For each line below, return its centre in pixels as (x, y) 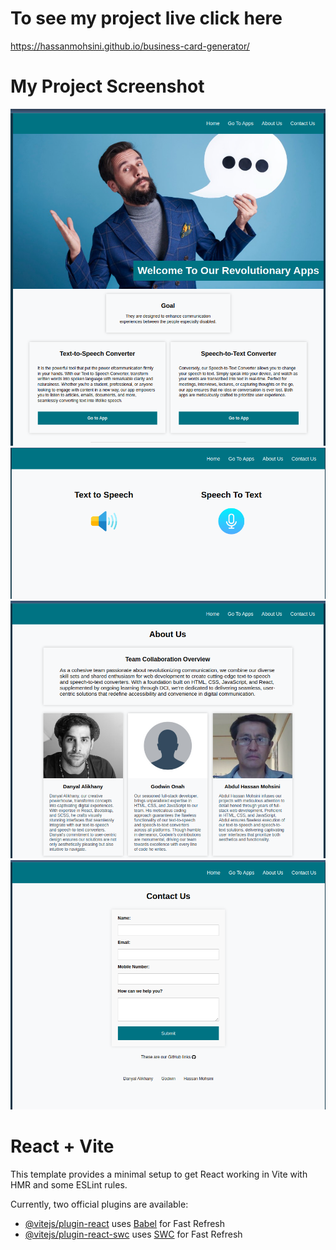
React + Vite (62, 1146)
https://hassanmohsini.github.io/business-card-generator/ (130, 46)
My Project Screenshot (107, 86)
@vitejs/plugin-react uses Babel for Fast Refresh (125, 1223)
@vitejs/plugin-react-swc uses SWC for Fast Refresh (133, 1234)
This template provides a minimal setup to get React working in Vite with (159, 1174)
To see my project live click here (146, 18)
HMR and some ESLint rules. (69, 1184)
